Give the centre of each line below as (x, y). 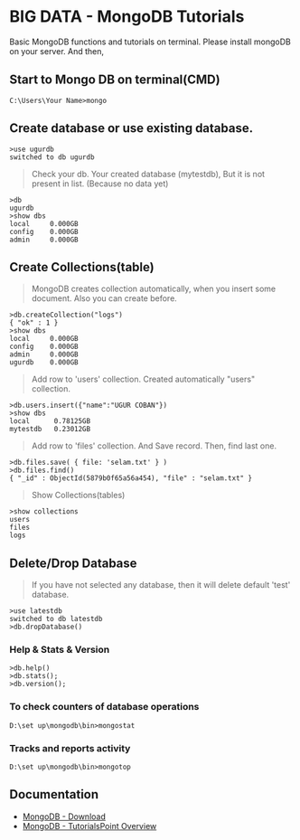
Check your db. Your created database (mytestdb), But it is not (148, 174)
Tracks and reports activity (70, 748)
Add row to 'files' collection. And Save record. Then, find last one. (154, 446)
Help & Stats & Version (60, 650)
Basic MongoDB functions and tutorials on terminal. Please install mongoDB (150, 42)
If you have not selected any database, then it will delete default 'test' (161, 585)
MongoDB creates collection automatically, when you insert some (154, 289)
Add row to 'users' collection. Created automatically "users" (143, 379)
